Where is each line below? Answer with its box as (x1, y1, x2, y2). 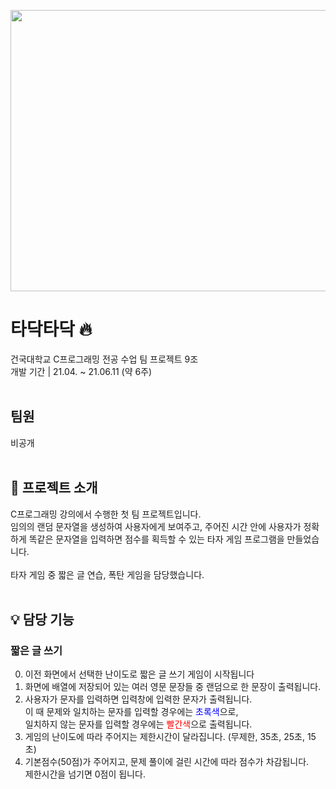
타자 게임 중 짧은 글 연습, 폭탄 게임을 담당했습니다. (10, 568, 205, 580)
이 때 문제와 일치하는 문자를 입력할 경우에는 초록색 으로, (24, 706, 239, 718)
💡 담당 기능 (10, 611, 75, 628)
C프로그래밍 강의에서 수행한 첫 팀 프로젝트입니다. (10, 508, 202, 520)
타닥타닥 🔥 (10, 318, 93, 341)
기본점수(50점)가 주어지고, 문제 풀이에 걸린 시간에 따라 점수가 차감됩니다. (24, 756, 310, 768)
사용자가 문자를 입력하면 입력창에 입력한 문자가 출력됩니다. (24, 693, 253, 705)
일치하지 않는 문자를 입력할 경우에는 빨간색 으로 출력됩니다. (24, 718, 253, 730)
